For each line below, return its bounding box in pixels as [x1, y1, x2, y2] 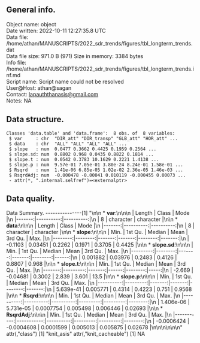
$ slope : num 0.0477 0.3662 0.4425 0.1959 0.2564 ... [8, 146, 157, 152]
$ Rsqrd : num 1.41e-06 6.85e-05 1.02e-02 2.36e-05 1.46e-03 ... [8, 167, 184, 173]
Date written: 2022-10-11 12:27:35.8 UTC [6, 27, 106, 34]
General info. [6, 5, 56, 15]
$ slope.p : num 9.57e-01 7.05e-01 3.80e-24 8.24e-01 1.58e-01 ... [8, 162, 184, 168]
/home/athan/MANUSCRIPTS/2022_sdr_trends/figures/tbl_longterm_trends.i [6, 65, 195, 72]
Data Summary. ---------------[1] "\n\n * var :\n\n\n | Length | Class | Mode [6, 210, 190, 217]
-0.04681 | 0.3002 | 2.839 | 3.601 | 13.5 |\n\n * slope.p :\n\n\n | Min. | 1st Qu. [6, 273, 193, 280]
